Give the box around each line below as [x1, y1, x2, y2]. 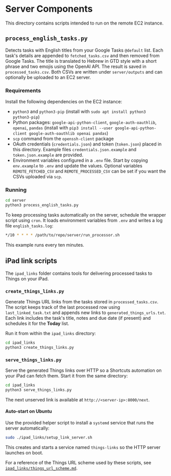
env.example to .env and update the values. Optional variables [12, 163, 143, 169]
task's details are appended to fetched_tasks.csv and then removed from [5, 52, 160, 59]
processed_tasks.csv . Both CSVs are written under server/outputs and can [5, 68, 163, 75]
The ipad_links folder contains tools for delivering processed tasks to [5, 270, 153, 276]
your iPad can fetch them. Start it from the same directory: [5, 373, 128, 379]
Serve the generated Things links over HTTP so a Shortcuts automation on [5, 367, 162, 373]
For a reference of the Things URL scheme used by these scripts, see [5, 459, 152, 465]
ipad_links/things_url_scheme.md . [5, 465, 78, 471]
